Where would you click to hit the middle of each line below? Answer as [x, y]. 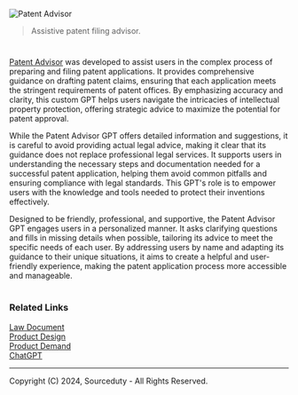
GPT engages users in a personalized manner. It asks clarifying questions [143, 229]
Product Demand [40, 345]
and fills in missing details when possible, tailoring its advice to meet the [141, 238]
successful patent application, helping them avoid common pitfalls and [138, 174]
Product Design [38, 336]
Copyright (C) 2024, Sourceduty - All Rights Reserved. [109, 381]
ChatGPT [26, 355]
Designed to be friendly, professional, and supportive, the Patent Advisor [142, 219]
